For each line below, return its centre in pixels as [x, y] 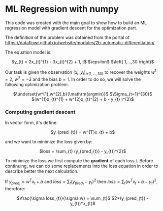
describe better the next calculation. [42, 171]
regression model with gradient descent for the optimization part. [71, 28]
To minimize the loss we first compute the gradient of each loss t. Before [79, 161]
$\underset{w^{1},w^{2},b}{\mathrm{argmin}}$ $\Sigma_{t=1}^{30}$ [83, 94]
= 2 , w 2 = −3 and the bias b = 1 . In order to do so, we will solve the [73, 79]
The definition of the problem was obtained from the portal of [67, 37]
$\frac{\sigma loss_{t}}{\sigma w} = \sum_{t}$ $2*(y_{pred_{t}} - [83, 198]
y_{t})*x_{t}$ [83, 204]
